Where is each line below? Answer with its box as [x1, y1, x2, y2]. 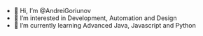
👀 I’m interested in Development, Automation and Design [13, 14, 177, 22]
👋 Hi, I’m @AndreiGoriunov [13, 7, 91, 15]
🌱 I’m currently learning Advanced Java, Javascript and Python [13, 21, 196, 29]
